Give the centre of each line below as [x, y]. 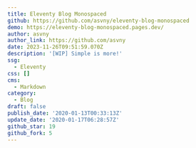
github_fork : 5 [30, 133]
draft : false [27, 107]
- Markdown [30, 87]
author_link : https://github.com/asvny [67, 41]
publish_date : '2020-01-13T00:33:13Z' [65, 113]
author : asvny [29, 34]
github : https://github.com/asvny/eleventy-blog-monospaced [99, 21]
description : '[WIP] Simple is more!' [65, 54]
